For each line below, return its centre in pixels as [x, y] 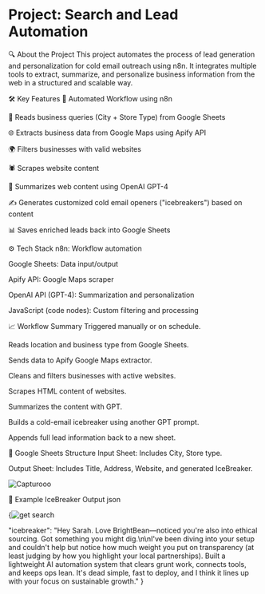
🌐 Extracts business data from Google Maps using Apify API [107, 133]
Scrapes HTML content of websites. [67, 391]
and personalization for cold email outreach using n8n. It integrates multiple [132, 65]
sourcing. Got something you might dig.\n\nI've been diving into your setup [132, 539]
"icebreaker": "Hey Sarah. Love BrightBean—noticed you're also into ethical [133, 530]
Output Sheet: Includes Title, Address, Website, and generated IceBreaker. [131, 468]
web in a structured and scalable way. [71, 82]
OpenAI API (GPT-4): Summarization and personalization [101, 295]
